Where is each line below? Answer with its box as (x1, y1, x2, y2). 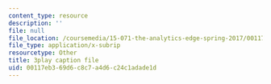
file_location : (8, 34, 60, 42)
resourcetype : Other (8, 49, 78, 57)
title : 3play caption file (8, 57, 99, 65)
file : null (8, 26, 45, 34)
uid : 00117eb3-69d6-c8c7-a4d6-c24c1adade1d (8, 64, 157, 72)
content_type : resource (8, 11, 89, 20)
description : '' (8, 19, 63, 27)
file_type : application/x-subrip (8, 42, 121, 50)
